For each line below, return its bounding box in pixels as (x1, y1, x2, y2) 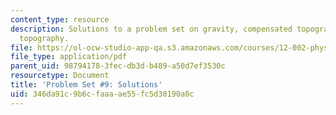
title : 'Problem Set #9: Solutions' (10, 80, 163, 90)
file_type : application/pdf (10, 52, 128, 62)
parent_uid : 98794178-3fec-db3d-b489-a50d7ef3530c (10, 61, 226, 71)
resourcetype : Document (10, 71, 110, 81)
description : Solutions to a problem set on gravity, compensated (10, 24, 293, 34)
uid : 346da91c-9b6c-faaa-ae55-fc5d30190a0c (10, 89, 195, 99)
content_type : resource (10, 14, 110, 25)
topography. (19, 33, 70, 43)
